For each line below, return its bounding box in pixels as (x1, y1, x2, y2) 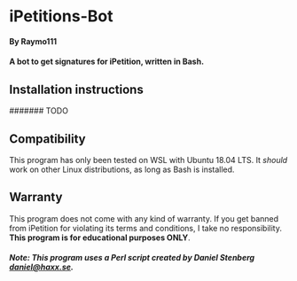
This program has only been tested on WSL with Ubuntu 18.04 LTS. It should (9, 155, 288, 165)
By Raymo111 (9, 35, 58, 46)
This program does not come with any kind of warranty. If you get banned (9, 213, 279, 223)
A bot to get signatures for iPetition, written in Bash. (9, 56, 205, 67)
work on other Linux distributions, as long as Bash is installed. (9, 164, 235, 175)
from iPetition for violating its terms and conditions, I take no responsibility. (9, 222, 282, 233)
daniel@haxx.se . (9, 261, 74, 272)
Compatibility (9, 131, 86, 146)
